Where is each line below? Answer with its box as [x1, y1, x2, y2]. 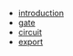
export [17, 36, 44, 47]
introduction [17, 8, 64, 18]
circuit [17, 27, 43, 37]
